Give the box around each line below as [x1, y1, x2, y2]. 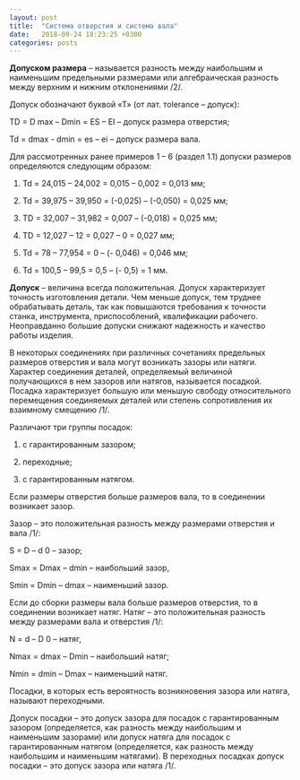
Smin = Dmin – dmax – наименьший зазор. [9, 580, 169, 591]
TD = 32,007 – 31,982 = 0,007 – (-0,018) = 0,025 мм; [21, 212, 218, 224]
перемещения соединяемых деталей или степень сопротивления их [9, 395, 273, 406]
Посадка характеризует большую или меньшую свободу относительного [9, 386, 292, 396]
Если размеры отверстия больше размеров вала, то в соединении [9, 491, 266, 502]
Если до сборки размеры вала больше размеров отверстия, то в [9, 597, 258, 608]
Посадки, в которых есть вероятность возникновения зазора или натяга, [9, 686, 290, 697]
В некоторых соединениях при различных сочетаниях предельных [9, 347, 266, 359]
